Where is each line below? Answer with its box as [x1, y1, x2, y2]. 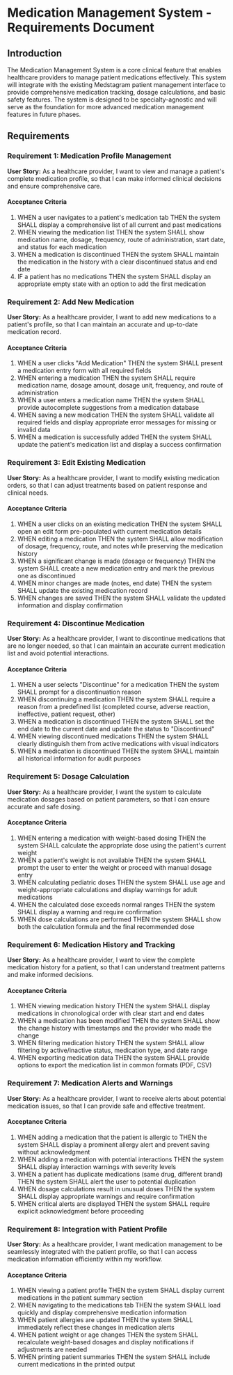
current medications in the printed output [17, 1360, 136, 1369]
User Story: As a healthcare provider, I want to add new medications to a [7, 313, 217, 321]
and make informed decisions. [7, 971, 94, 979]
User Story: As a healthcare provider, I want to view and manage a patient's [7, 167, 225, 175]
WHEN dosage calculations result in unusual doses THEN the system [17, 1184, 216, 1193]
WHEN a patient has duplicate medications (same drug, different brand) [17, 1170, 223, 1178]
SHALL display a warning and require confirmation [17, 907, 162, 916]
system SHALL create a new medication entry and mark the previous [17, 564, 215, 572]
